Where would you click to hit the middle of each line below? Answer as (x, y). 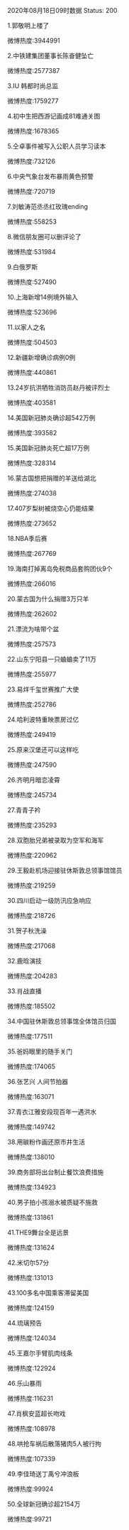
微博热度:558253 (32, 222)
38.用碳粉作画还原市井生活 (46, 1142)
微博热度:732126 (31, 161)
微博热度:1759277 (33, 101)
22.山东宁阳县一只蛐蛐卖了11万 (52, 659)
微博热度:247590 (32, 765)
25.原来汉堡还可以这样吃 (43, 750)
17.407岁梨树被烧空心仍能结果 (51, 508)
